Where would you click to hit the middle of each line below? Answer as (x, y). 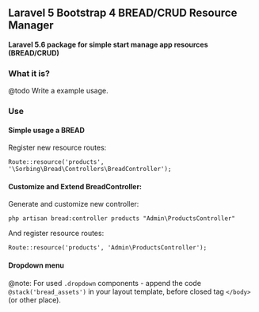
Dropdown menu (36, 265)
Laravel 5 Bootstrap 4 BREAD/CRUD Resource (123, 13)
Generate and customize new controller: (74, 204)
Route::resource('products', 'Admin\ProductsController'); (108, 248)
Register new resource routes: (57, 148)
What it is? (29, 73)
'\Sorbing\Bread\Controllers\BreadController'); (90, 169)
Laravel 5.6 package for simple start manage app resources (108, 44)
